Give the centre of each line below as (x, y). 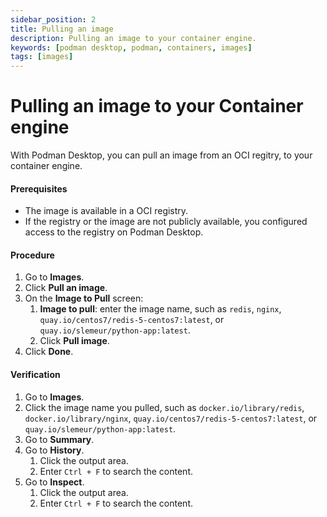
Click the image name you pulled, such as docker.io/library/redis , (164, 407)
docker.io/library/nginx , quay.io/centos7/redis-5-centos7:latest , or (171, 418)
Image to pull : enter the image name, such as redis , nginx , (160, 309)
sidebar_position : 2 (53, 19)
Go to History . (54, 450)
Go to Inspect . (54, 482)
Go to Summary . (59, 439)
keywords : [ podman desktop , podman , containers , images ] (131, 47)
